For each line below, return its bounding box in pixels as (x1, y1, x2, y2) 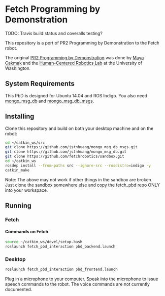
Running (5, 202, 32, 210)
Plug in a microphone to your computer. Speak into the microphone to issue (5, 276, 159, 282)
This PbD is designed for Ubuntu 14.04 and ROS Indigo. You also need (5, 92, 148, 98)
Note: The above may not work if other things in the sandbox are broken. (5, 176, 153, 182)
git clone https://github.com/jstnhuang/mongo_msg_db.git (5, 149, 127, 154)
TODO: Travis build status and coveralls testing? (5, 30, 102, 36)
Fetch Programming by (5, 3, 100, 15)
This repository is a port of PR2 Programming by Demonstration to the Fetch (5, 40, 160, 45)
